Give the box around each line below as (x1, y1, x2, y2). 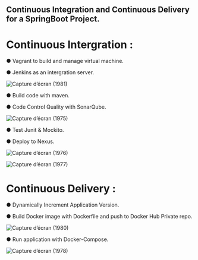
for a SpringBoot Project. (6, 14, 100, 24)
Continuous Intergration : (6, 38, 134, 51)
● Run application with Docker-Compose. (6, 236, 109, 243)
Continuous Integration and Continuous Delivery (6, 5, 190, 15)
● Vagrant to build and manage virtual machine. (6, 58, 124, 65)
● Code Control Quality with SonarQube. (6, 103, 106, 110)
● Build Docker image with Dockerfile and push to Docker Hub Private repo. (6, 213, 193, 220)
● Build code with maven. (6, 92, 70, 99)
